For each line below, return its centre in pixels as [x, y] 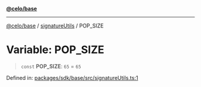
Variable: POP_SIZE [55, 50]
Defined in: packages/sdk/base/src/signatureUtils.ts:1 [72, 77]
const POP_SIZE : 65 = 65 [51, 66]
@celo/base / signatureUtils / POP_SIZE [55, 26]
